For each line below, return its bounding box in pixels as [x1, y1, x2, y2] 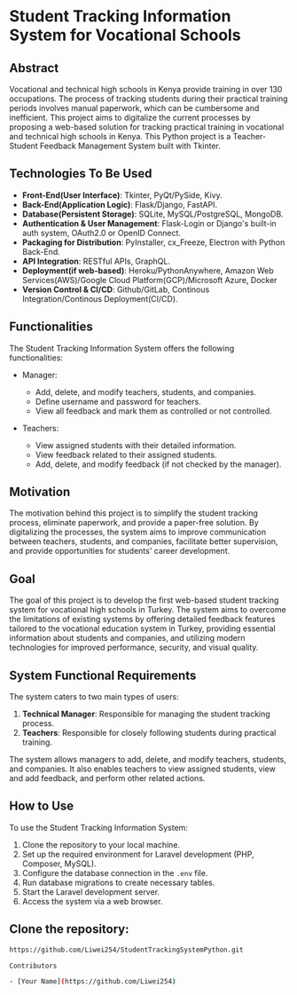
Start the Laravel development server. [21, 886, 160, 897]
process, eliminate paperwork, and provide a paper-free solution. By [9, 517, 259, 528]
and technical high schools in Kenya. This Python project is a [9, 131, 231, 141]
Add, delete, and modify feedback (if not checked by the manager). [35, 459, 282, 470]
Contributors [9, 961, 58, 970]
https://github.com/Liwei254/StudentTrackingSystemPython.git [9, 945, 244, 954]
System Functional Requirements [9, 667, 197, 683]
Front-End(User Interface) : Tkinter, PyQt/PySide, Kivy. [21, 189, 223, 201]
